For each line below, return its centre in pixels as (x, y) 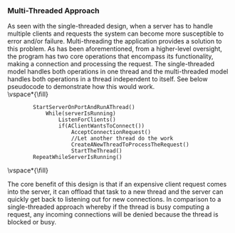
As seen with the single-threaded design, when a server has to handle (110, 26)
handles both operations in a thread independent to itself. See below (108, 79)
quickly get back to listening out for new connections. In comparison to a (114, 200)
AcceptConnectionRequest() (111, 133)
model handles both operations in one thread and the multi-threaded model (118, 72)
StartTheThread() (96, 151)
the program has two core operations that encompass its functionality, (110, 56)
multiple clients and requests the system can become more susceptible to (116, 33)
